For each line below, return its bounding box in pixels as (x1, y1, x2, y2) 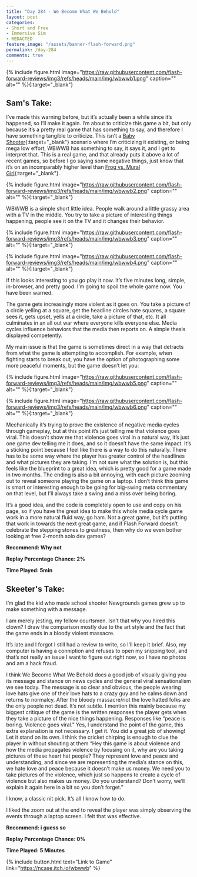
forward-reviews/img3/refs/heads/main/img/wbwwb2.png (6, 188, 148, 195)
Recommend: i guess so (6, 824, 66, 831)
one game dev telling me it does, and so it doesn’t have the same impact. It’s (6, 440, 191, 447)
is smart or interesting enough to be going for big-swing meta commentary (6, 483, 188, 491)
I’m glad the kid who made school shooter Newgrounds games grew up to (6, 599, 185, 606)
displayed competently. (6, 332, 63, 339)
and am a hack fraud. (6, 660, 58, 667)
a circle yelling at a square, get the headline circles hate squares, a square (6, 307, 186, 314)
